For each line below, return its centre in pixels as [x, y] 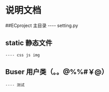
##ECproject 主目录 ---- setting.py [42, 25]
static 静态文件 [29, 43]
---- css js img [23, 55]
